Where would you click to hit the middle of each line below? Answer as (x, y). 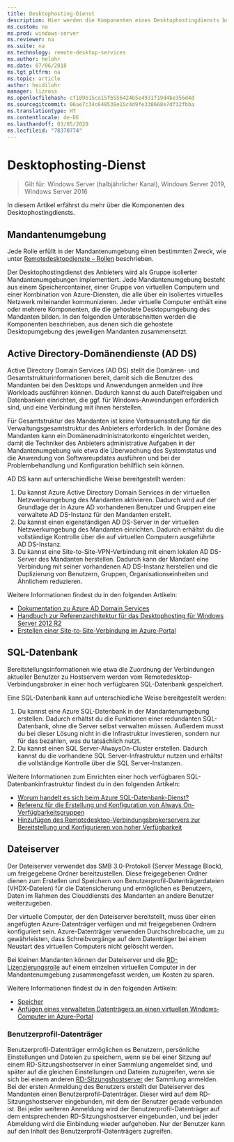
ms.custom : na (28, 27)
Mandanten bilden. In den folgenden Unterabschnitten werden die (102, 317)
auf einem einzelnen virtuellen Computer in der (129, 967)
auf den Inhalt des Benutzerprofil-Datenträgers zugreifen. (90, 1131)
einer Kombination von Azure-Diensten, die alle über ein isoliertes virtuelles (115, 294)
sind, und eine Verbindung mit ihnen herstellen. (75, 407)
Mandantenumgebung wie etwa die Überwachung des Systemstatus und (112, 450)
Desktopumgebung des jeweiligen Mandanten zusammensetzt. (97, 331)
